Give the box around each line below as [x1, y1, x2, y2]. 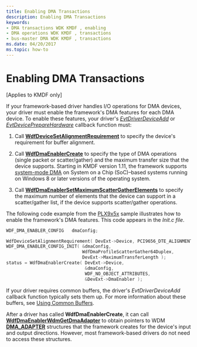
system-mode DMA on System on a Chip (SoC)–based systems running [14, 169, 188, 176]
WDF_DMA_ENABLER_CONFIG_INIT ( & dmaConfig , [6, 243, 111, 249]
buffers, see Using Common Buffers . [6, 299, 95, 306]
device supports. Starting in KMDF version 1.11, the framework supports [14, 162, 187, 170]
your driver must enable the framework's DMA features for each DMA [6, 109, 175, 116]
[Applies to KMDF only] [6, 91, 63, 98]
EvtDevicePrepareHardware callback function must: [6, 121, 132, 128]
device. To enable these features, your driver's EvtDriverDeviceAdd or [6, 115, 176, 122]
